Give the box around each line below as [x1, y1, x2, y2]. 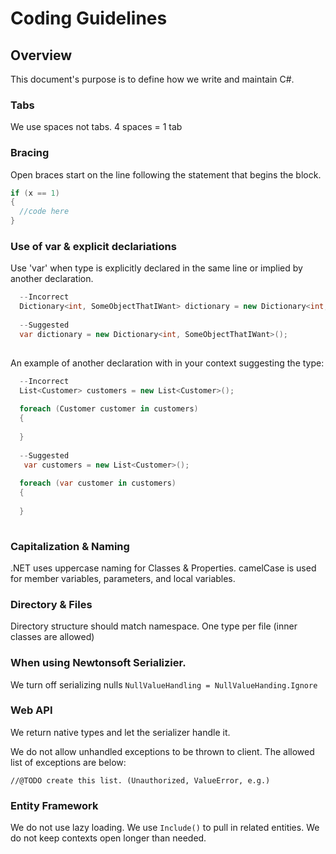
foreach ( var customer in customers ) [19, 478, 177, 489]
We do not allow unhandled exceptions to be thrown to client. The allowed [10, 745, 315, 757]
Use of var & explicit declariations [10, 240, 177, 254]
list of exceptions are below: [10, 756, 127, 768]
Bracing [10, 146, 50, 160]
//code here [19, 207, 70, 217]
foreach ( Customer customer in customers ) [19, 404, 199, 414]
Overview [10, 47, 73, 64]
